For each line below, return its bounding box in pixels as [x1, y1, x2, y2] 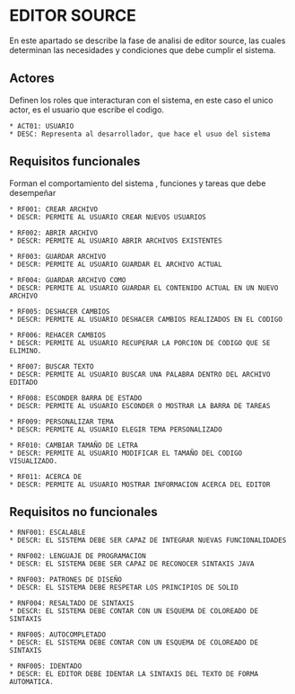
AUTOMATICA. [9, 678, 54, 687]
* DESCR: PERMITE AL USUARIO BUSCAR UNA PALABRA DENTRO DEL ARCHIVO [9, 369, 271, 378]
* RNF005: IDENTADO [9, 662, 82, 671]
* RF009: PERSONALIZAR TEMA [9, 417, 115, 426]
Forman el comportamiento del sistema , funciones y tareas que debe [9, 177, 266, 189]
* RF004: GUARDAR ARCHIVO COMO [9, 275, 126, 284]
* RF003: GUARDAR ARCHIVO [9, 252, 106, 261]
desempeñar [9, 187, 56, 198]
